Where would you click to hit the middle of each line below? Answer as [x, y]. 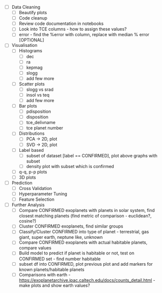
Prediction [22, 183]
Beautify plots [33, 13]
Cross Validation [35, 188]
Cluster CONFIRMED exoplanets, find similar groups [71, 226]
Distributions [32, 133]
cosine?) [28, 221]
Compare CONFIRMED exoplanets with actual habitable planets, [83, 242]
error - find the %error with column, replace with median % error [84, 35]
